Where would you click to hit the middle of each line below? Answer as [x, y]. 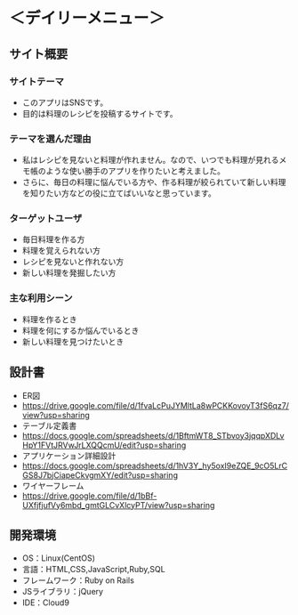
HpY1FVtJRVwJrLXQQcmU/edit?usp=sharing [104, 445]
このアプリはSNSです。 [65, 102]
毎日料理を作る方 [53, 239]
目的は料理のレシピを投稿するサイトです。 [100, 113]
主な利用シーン [41, 298]
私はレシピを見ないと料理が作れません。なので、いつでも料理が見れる [150, 160]
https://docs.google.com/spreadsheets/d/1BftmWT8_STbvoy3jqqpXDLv [153, 435]
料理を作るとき [49, 319]
